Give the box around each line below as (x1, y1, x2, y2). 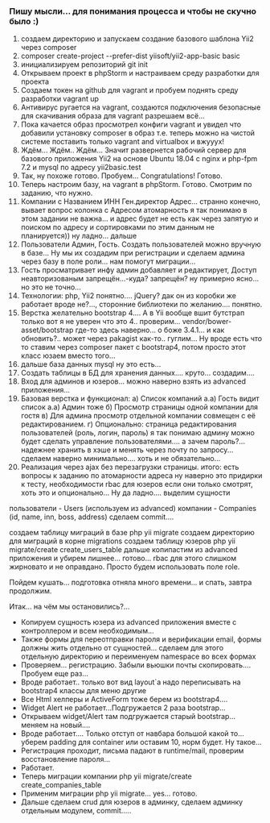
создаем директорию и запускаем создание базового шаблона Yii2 (20, 34, 254, 44)
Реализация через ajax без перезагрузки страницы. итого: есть (20, 462, 239, 472)
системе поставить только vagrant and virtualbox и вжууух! (20, 137, 224, 147)
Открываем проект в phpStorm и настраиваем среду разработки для (20, 69, 260, 78)
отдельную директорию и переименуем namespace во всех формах (20, 651, 256, 662)
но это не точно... (20, 282, 81, 292)
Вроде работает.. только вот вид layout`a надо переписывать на (20, 677, 241, 687)
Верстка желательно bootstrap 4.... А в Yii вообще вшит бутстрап (20, 308, 245, 318)
